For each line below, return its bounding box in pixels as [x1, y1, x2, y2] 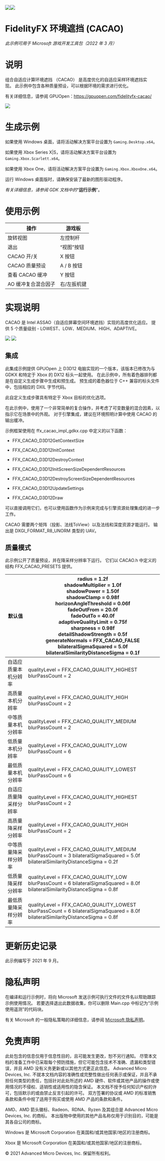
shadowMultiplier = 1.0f [64, 581, 122, 588]
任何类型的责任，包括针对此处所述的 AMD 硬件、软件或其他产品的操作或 [9, 1078, 156, 1084]
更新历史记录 [5, 940, 57, 952]
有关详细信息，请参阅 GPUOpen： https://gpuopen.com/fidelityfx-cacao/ [5, 93, 152, 99]
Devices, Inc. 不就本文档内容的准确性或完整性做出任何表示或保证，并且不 [5, 1071, 153, 1078]
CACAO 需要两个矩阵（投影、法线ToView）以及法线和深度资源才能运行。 [5, 521, 152, 527]
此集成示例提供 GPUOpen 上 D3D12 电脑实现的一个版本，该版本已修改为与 [5, 365, 156, 371]
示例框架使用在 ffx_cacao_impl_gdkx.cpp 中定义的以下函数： [5, 427, 128, 433]
